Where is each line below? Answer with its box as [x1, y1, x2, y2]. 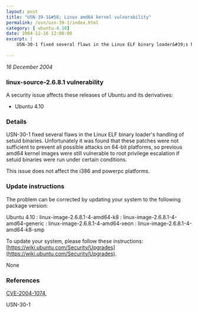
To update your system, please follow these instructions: [6, 237, 143, 244]
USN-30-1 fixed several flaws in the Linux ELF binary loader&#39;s [16, 42, 189, 48]
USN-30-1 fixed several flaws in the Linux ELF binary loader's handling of [6, 131, 184, 138]
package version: [6, 202, 48, 209]
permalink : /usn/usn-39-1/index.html [6, 19, 99, 25]
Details [6, 118, 27, 126]
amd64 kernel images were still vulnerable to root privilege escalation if [6, 150, 180, 157]
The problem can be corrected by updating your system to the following [6, 195, 181, 203]
